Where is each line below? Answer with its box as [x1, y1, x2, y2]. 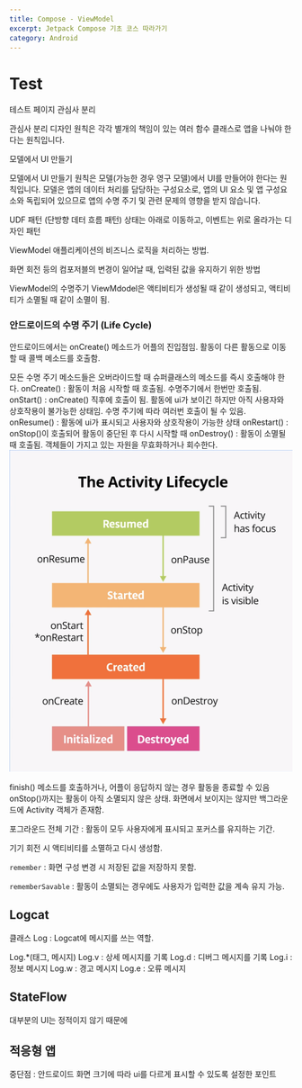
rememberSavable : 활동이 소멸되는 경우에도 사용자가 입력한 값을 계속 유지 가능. [9, 880, 285, 891]
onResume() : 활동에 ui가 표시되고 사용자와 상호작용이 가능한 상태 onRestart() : [9, 417, 289, 427]
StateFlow [9, 990, 67, 1005]
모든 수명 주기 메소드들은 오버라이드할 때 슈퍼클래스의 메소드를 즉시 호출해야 [9, 372, 276, 382]
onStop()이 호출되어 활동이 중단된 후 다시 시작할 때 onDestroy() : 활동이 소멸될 [9, 427, 286, 438]
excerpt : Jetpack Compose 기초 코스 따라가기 [9, 23, 168, 33]
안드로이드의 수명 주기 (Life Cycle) [9, 319, 153, 332]
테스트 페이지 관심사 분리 [9, 104, 96, 115]
